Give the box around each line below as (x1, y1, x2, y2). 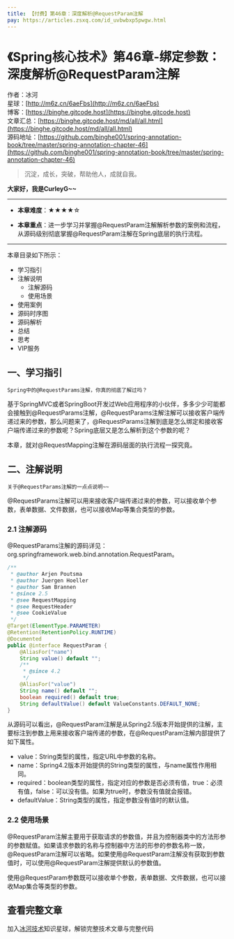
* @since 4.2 (22, 668, 61, 675)
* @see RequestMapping (10, 597, 77, 604)
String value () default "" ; (19, 655, 101, 662)
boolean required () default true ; (19, 694, 120, 701)
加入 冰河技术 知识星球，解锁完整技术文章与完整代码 (7, 924, 154, 933)
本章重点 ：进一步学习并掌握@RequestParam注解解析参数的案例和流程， (17, 221, 224, 229)
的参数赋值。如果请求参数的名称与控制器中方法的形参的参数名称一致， (7, 841, 209, 849)
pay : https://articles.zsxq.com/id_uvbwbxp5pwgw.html (7, 17, 167, 24)
